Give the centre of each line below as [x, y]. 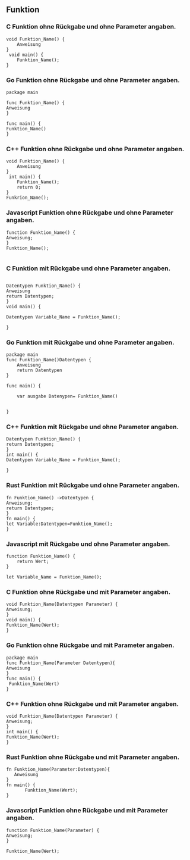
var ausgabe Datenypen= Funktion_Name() [67, 396]
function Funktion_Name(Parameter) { [53, 830]
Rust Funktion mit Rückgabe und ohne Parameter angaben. [93, 486]
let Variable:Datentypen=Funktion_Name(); [59, 524]
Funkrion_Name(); [28, 198]
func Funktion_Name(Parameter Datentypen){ [61, 663]
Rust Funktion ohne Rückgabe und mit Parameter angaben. [93, 757]
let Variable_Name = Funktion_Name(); [54, 577]
